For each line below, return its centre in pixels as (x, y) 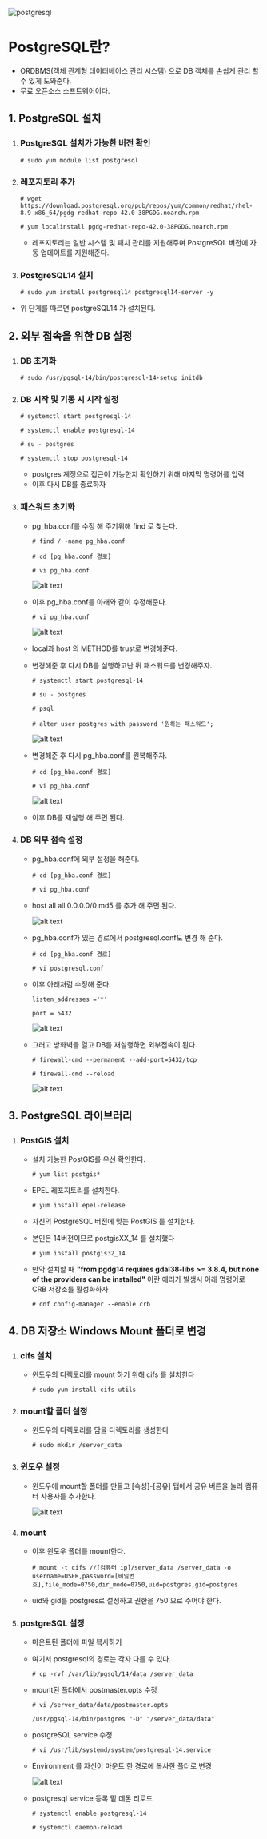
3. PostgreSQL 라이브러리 (70, 1116)
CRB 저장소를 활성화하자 (70, 1289)
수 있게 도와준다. (46, 81)
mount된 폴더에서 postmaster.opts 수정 (94, 1690)
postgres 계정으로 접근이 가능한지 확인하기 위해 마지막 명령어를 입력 (138, 474)
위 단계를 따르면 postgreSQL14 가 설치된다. (88, 309)
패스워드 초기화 (48, 507)
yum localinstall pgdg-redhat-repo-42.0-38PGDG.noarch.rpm (128, 227)
